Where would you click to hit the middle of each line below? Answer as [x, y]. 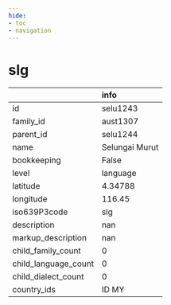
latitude [26, 186]
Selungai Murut [130, 147]
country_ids [34, 290]
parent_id [30, 135]
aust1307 [120, 122]
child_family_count [47, 251]
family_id [29, 122]
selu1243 [120, 108]
